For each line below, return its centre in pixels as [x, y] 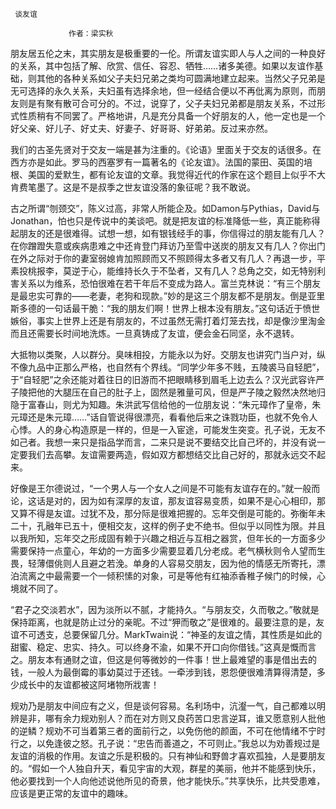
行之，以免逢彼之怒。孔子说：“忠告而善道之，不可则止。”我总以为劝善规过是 [165, 743]
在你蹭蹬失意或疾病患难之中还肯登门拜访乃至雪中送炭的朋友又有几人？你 [159, 246]
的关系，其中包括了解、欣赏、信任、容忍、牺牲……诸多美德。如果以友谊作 [162, 66]
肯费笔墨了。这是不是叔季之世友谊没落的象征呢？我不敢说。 [133, 187]
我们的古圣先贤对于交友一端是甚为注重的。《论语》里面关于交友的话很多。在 [166, 149]
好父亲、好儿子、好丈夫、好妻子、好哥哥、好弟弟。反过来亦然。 [141, 128]
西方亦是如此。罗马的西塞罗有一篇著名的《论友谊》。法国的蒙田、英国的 [157, 162]
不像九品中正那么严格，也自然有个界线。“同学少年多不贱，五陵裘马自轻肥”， [167, 367]
